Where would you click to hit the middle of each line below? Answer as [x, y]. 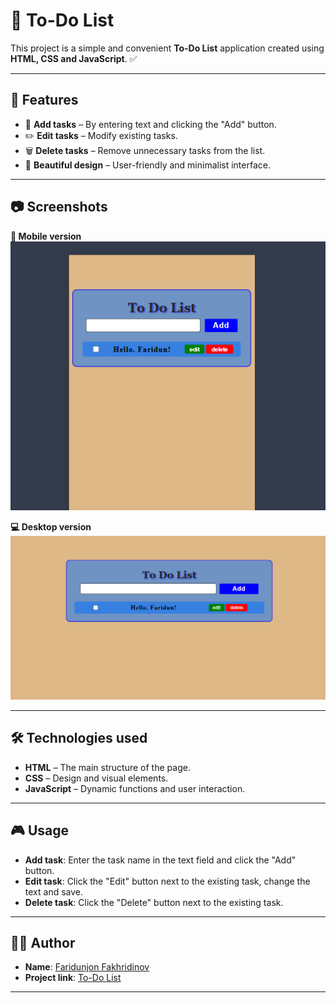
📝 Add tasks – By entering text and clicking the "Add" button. [150, 124]
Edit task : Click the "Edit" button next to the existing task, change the [167, 881]
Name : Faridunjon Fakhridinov [87, 967]
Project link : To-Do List [73, 978]
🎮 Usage [39, 830]
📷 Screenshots [59, 207]
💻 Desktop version [51, 526]
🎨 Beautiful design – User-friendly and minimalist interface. [147, 165]
